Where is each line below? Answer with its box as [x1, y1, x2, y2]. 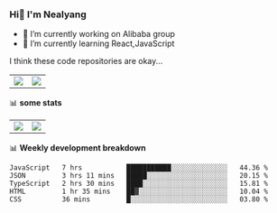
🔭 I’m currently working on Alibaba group [22, 29, 176, 40]
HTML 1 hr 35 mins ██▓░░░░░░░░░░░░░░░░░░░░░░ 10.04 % [9, 187, 269, 197]
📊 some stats [9, 97, 62, 108]
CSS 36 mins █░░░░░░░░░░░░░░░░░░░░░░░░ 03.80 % [9, 195, 269, 204]
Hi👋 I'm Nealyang [9, 8, 88, 21]
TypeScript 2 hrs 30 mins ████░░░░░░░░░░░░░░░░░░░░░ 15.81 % [9, 180, 269, 189]
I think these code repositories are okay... [9, 56, 163, 67]
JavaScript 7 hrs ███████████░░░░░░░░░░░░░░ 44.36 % [9, 163, 269, 172]
